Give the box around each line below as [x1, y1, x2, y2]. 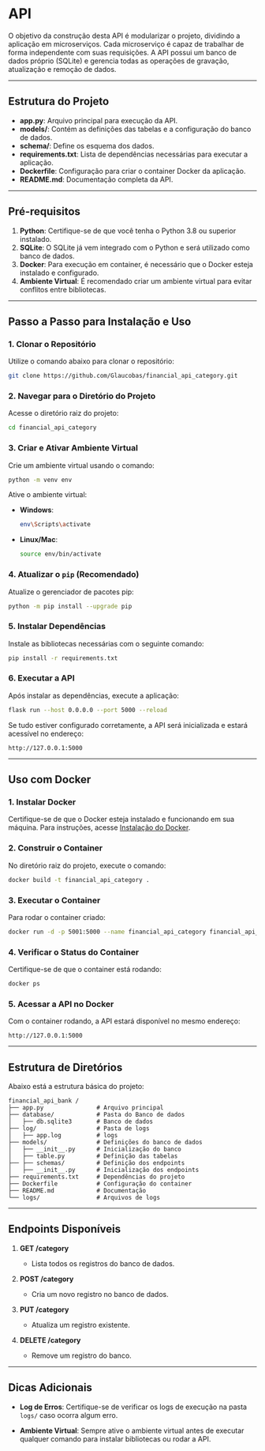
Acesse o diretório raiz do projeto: [8, 409, 119, 418]
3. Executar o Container [8, 895, 101, 906]
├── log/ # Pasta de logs [8, 1125, 150, 1133]
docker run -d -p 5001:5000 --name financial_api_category [8, 928, 207, 936]
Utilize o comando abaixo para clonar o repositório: [8, 356, 175, 366]
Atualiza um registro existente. [31, 1320, 130, 1329]
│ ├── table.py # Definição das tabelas [8, 1152, 178, 1160]
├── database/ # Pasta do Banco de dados [8, 1111, 185, 1119]
